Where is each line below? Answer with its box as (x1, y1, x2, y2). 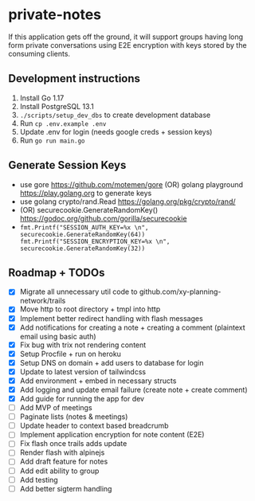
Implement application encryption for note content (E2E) (19, 430, 205, 440)
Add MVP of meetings (19, 403, 93, 413)
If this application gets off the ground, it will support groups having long (8, 32, 244, 41)
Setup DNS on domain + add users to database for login (19, 358, 204, 367)
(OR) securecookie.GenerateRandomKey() (19, 205, 159, 214)
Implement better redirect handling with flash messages (19, 313, 203, 323)
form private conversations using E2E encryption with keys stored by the (8, 40, 247, 49)
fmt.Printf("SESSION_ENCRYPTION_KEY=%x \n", (19, 237, 171, 245)
